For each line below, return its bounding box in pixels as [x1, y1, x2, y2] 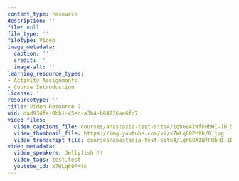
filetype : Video [7, 37, 55, 44]
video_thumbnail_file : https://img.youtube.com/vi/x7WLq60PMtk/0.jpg [14, 130, 224, 137]
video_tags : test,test [14, 156, 81, 164]
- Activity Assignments [7, 76, 78, 84]
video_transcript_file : [14, 136, 84, 143]
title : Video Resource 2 [7, 103, 81, 110]
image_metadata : [7, 43, 55, 51]
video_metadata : [7, 143, 55, 150]
